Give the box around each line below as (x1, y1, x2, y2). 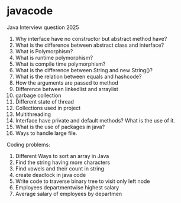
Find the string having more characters (15, 159, 111, 166)
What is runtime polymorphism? (15, 54, 93, 61)
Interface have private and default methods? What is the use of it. (15, 117, 175, 124)
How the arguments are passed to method (15, 79, 118, 86)
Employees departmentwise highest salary (15, 183, 119, 191)
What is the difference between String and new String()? (15, 66, 153, 73)
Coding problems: (7, 141, 51, 148)
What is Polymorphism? (15, 47, 73, 54)
